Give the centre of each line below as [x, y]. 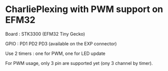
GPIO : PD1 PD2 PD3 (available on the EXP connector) [61, 43]
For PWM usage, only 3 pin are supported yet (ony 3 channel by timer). [79, 63]
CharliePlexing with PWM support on [84, 9]
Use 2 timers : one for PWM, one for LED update [55, 53]
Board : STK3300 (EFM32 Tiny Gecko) [45, 34]
